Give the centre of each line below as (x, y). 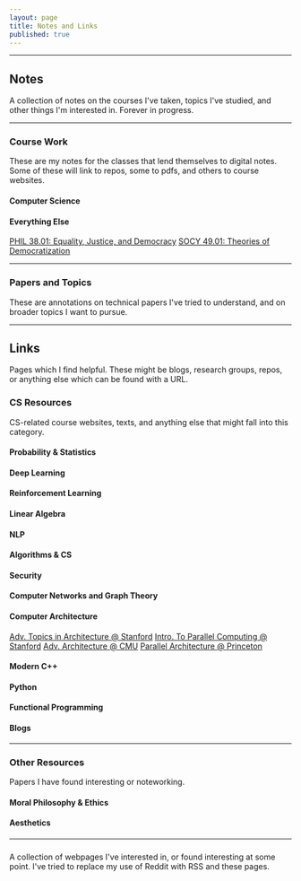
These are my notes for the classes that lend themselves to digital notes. (143, 161)
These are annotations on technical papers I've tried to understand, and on (147, 302)
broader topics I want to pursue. (69, 311)
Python (23, 686)
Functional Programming (56, 707)
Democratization (40, 251)
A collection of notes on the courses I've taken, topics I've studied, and (140, 100)
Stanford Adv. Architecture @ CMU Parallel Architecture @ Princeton (136, 646)
